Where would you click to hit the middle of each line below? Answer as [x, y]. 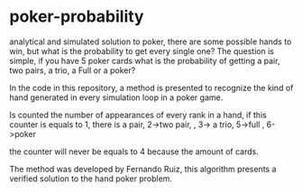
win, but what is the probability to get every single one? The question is [142, 51]
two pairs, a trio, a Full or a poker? [73, 70]
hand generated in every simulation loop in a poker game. [116, 97]
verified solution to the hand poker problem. [91, 179]
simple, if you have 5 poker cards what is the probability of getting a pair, [145, 60]
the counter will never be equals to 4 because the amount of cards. [134, 152]
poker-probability [77, 17]
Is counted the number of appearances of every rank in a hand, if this [138, 115]
